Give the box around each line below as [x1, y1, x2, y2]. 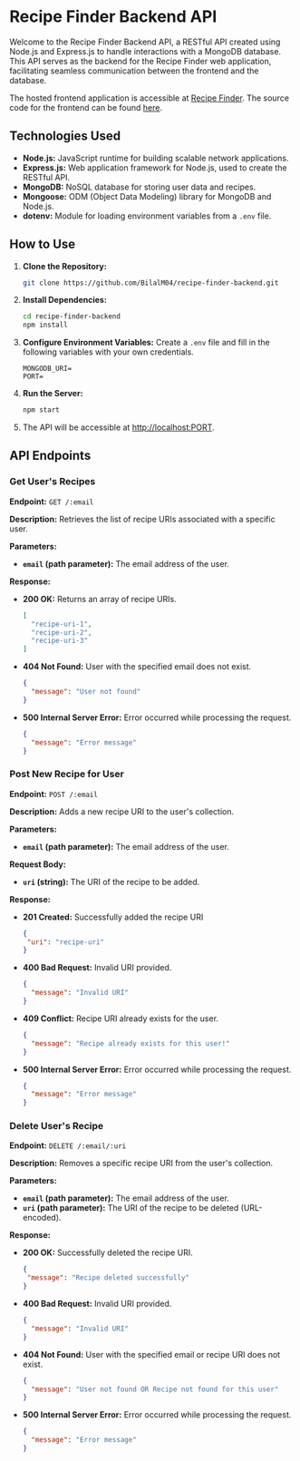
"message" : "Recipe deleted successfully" [26, 1273, 190, 1282]
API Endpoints [9, 448, 92, 463]
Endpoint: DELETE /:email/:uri [9, 1140, 127, 1151]
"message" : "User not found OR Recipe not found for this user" [31, 1385, 279, 1394]
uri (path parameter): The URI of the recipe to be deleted [22, 1203, 239, 1213]
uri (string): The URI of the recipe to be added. [22, 876, 200, 887]
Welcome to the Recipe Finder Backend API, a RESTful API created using [9, 36, 281, 47]
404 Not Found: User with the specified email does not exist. [22, 661, 252, 672]
